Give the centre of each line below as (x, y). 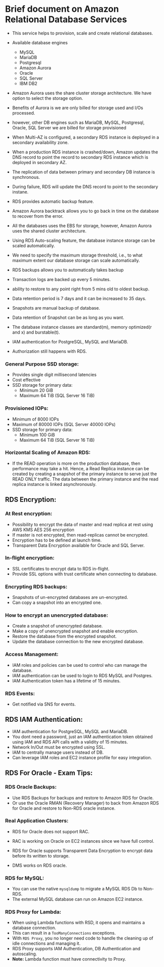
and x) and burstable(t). (36, 332)
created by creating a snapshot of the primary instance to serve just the (84, 474)
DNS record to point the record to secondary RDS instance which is (80, 157)
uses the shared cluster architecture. (49, 231)
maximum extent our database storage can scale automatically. (76, 260)
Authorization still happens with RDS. (49, 351)
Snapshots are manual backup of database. (56, 308)
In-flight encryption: (30, 558)
